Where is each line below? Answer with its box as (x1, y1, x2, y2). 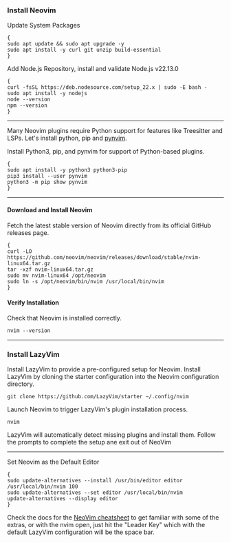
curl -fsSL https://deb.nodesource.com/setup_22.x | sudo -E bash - (7, 84, 208, 91)
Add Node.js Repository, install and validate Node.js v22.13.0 (7, 65, 179, 73)
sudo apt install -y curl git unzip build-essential (7, 47, 162, 54)
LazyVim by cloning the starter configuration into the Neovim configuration (7, 373, 219, 380)
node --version (7, 96, 51, 103)
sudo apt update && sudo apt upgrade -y (7, 41, 125, 48)
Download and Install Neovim (7, 205, 93, 214)
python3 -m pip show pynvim (7, 178, 88, 186)
